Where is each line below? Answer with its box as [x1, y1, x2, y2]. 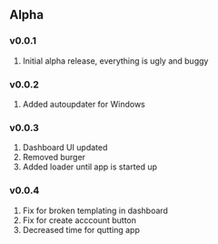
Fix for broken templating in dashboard [22, 205, 168, 216]
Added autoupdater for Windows [22, 98, 145, 109]
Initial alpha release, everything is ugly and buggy [22, 55, 209, 66]
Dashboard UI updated [22, 142, 108, 153]
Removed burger [22, 152, 86, 163]
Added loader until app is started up [22, 161, 157, 172]
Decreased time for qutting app [22, 224, 141, 235]
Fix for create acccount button [22, 214, 137, 226]
